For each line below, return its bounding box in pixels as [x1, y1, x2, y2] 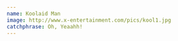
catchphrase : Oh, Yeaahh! [6, 23, 83, 30]
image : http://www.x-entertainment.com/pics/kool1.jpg [6, 17, 172, 24]
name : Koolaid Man [6, 10, 61, 17]
